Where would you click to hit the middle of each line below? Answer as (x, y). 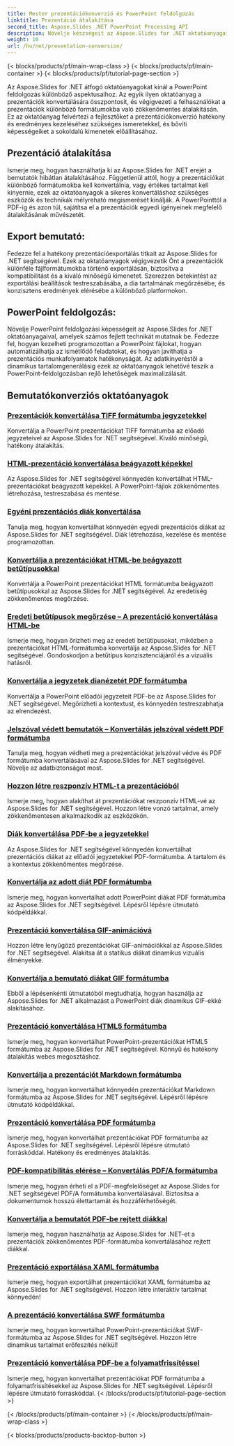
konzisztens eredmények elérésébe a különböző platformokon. (97, 290)
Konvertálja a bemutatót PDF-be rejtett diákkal (87, 1218)
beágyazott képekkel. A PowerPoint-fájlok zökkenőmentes (135, 486)
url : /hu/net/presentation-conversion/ (65, 46)
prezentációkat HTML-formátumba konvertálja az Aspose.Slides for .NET (112, 648)
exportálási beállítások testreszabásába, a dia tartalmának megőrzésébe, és (116, 283)
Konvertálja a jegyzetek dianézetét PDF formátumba (97, 681)
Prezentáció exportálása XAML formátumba (83, 1267)
